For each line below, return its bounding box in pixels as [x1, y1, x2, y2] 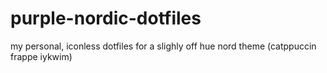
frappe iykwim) [10, 50, 73, 62]
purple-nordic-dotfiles [10, 7, 202, 30]
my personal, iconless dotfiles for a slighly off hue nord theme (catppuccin [10, 40, 317, 52]
